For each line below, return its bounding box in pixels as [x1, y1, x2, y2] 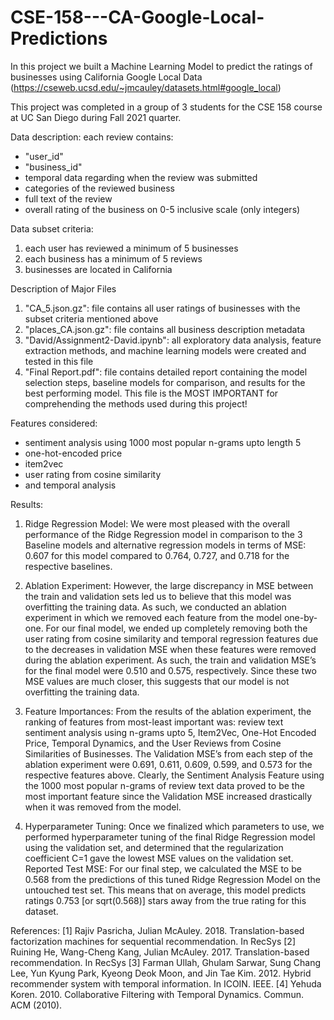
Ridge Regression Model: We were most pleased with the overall [24, 517, 290, 530]
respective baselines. [24, 560, 113, 572]
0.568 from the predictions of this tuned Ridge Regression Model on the [24, 873, 321, 885]
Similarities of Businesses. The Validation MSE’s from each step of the [24, 747, 313, 760]
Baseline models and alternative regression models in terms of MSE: [24, 539, 307, 551]
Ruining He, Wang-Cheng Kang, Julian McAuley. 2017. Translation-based [10, 946, 310, 958]
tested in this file [24, 355, 94, 367]
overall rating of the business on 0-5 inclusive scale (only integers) [24, 203, 301, 215]
